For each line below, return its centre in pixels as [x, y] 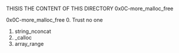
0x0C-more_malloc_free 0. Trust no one [54, 20]
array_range [29, 44]
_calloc [23, 37]
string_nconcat [33, 31]
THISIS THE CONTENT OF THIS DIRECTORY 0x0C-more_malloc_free [90, 9]
